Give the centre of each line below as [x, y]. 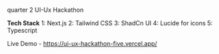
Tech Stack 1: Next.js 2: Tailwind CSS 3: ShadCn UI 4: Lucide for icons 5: [110, 23]
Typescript [22, 30]
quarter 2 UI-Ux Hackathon [46, 10]
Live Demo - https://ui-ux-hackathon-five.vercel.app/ [82, 43]
